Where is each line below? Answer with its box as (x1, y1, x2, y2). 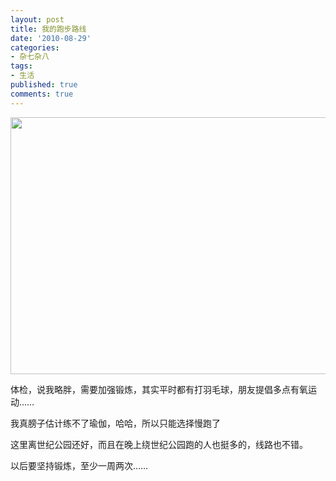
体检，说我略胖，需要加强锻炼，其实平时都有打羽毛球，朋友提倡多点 (10, 383, 291, 395)
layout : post (10, 14, 65, 25)
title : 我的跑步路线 (10, 24, 87, 34)
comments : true (10, 89, 74, 99)
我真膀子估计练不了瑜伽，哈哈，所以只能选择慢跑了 (10, 417, 221, 429)
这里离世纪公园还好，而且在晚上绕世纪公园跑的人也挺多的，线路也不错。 (10, 438, 308, 450)
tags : (10, 61, 33, 71)
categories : (10, 42, 60, 53)
